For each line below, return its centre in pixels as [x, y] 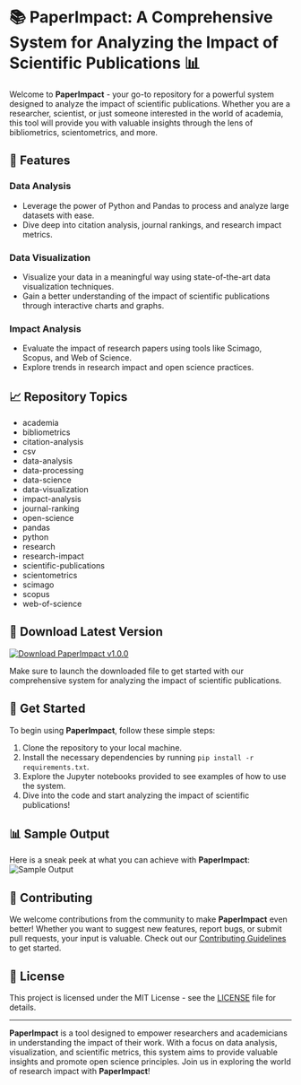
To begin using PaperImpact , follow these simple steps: [112, 730]
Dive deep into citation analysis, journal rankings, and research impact [152, 224]
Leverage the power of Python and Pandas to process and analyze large [155, 205]
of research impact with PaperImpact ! [80, 1072]
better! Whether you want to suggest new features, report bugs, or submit [146, 929]
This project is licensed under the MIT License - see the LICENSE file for [142, 998]
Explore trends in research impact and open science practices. [138, 368]
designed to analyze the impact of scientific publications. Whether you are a [150, 103]
